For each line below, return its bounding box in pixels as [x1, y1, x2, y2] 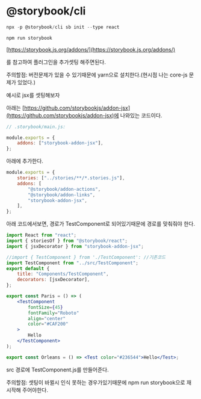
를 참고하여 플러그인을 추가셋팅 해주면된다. [6, 58, 107, 66]
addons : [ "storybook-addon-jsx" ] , [17, 140, 104, 146]
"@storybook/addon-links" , [28, 191, 96, 198]
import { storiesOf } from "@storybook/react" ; [6, 238, 128, 244]
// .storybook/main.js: [6, 123, 66, 130]
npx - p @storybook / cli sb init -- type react [6, 24, 120, 30]
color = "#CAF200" [28, 321, 69, 327]
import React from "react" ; [6, 232, 77, 238]
